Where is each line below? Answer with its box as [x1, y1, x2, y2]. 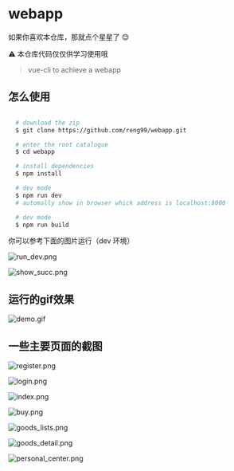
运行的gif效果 [8, 292, 75, 306]
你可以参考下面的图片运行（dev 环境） [8, 236, 135, 245]
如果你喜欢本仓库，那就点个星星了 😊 [8, 32, 130, 41]
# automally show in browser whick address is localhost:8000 [15, 198, 226, 207]
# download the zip [15, 119, 80, 127]
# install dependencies [15, 163, 94, 171]
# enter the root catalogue [15, 140, 109, 148]
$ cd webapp [15, 148, 56, 156]
